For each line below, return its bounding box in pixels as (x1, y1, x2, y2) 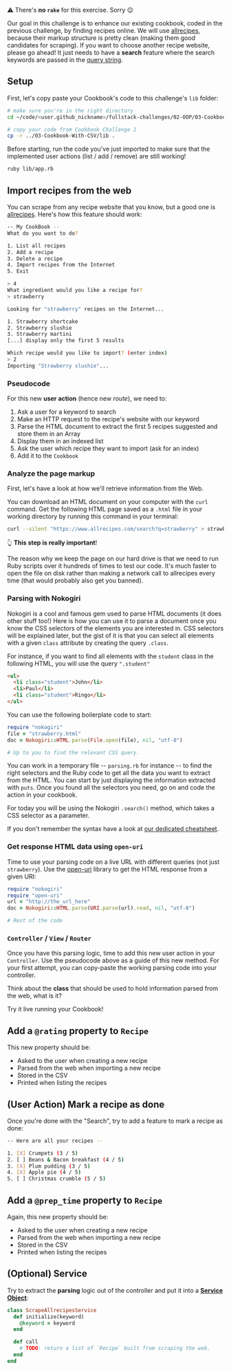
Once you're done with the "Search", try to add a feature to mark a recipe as (7, 1117, 223, 1125)
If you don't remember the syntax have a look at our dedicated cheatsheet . (7, 825, 219, 833)
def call (13, 1338, 38, 1345)
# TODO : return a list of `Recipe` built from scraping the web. (19, 1345, 211, 1352)
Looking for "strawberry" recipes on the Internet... (7, 306, 165, 313)
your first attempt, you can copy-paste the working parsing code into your (7, 964, 217, 972)
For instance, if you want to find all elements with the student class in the (7, 652, 214, 660)
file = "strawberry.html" (7, 730, 81, 737)
